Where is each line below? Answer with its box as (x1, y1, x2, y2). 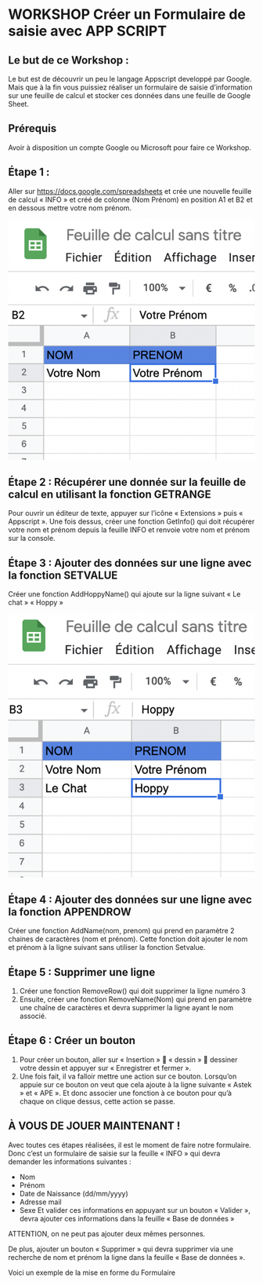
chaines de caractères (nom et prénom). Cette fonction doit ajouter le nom (8, 934, 248, 944)
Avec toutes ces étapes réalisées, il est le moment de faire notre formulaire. (8, 1140, 252, 1149)
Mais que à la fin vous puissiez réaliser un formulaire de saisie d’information (8, 82, 253, 92)
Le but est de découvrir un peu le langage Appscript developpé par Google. (8, 75, 252, 83)
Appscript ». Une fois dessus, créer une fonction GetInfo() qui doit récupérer (8, 517, 255, 527)
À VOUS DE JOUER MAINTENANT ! (8, 1119, 181, 1133)
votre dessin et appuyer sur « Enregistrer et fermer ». (19, 1063, 192, 1072)
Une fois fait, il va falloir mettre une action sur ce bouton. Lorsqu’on (19, 1071, 237, 1081)
